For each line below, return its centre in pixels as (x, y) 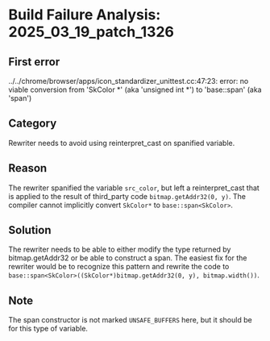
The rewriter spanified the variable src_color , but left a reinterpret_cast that (134, 188)
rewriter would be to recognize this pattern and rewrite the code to (119, 267)
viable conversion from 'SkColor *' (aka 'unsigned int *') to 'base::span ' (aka (135, 89)
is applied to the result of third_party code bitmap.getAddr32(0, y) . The (127, 196)
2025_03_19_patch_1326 (91, 32)
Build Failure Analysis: (85, 15)
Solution (30, 230)
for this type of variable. (48, 329)
